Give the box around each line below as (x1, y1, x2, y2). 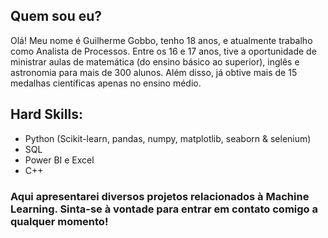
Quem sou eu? (10, 8, 103, 25)
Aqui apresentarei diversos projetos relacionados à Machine (10, 189, 310, 203)
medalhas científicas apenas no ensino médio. (10, 77, 202, 89)
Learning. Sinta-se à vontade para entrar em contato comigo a (10, 202, 318, 216)
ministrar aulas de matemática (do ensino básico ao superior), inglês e (10, 55, 300, 68)
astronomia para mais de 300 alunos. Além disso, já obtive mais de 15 (10, 66, 298, 78)
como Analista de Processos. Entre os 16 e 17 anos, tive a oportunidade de (10, 45, 317, 57)
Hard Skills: (10, 106, 83, 123)
